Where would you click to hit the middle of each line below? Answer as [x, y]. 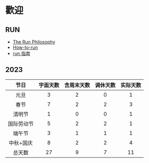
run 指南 [22, 53]
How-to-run [25, 47]
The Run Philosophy [34, 42]
